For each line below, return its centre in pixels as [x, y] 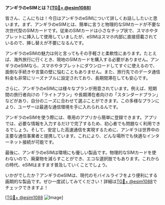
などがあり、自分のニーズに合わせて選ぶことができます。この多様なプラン [80, 101]
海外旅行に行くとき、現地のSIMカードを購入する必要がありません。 [82, 59]
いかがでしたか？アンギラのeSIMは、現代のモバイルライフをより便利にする [81, 175]
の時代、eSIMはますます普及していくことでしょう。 [57, 165]
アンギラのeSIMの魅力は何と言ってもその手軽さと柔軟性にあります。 [74, 53]
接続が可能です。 [39, 142]
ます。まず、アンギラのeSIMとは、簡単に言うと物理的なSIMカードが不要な [85, 24]
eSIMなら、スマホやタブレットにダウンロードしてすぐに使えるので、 [88, 66]
